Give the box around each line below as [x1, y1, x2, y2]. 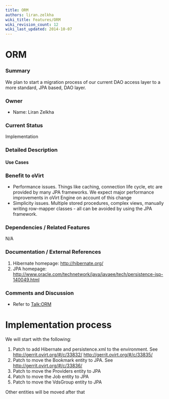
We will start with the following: [5, 336, 72, 342]
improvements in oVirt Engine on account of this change [12, 195, 132, 201]
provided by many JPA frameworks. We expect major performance [12, 189, 154, 196]
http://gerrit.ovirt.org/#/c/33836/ [12, 362, 83, 369]
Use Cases [5, 159, 29, 165]
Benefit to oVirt [5, 172, 44, 179]
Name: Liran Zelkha [12, 109, 54, 115]
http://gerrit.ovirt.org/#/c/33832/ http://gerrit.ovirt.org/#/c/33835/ [12, 351, 153, 358]
